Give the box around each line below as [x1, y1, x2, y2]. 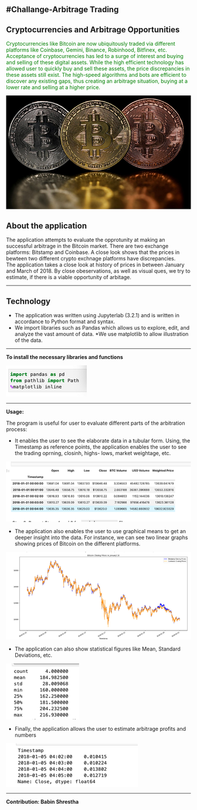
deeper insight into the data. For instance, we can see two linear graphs [14, 534, 188, 541]
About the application [6, 221, 87, 231]
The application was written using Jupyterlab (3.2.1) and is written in [14, 311, 180, 318]
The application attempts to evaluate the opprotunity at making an [6, 236, 165, 243]
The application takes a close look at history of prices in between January [6, 261, 185, 269]
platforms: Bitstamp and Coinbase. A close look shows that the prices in [6, 249, 180, 256]
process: [6, 425, 28, 433]
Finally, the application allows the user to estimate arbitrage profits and [14, 726, 186, 733]
